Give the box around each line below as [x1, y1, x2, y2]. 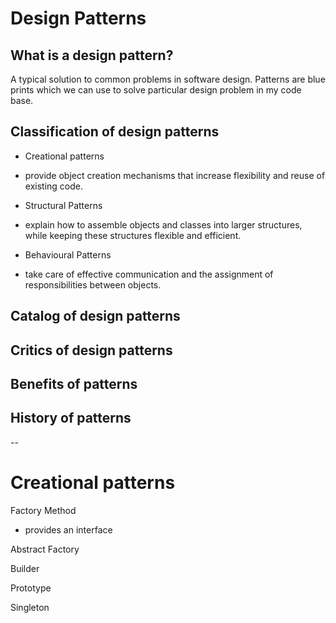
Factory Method [10, 504, 77, 516]
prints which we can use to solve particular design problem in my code [10, 84, 302, 96]
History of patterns [10, 410, 132, 427]
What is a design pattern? [10, 47, 174, 64]
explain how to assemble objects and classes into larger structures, [24, 218, 303, 231]
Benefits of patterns [10, 375, 138, 392]
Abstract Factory [10, 543, 80, 555]
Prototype [10, 582, 52, 594]
